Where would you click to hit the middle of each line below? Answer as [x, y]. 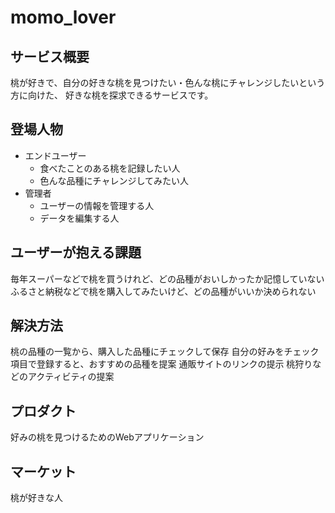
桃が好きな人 [36, 498]
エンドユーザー [55, 155]
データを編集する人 [79, 218]
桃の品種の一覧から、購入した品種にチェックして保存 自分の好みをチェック [165, 352]
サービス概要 [50, 56]
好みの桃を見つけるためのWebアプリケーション [107, 437]
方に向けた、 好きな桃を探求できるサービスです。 [112, 95]
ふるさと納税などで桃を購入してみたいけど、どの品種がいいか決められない [163, 291]
